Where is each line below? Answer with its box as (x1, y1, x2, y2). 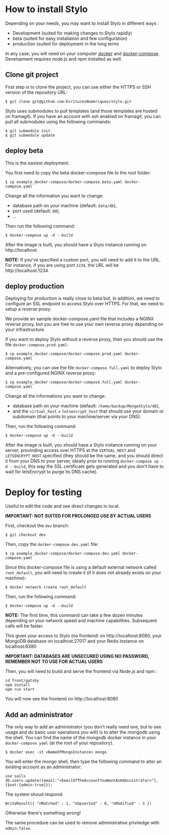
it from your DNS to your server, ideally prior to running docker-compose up (5, 458, 159, 464)
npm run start (5, 687, 35, 692)
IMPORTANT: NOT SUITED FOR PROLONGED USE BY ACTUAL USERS (5, 513, 151, 519)
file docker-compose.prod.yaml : (5, 342, 68, 348)
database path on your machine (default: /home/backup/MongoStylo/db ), (12, 403, 160, 409)
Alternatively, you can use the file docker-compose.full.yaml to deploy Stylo (5, 365, 162, 371)
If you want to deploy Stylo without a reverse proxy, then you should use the (5, 337, 163, 343)
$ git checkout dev (5, 532, 46, 538)
